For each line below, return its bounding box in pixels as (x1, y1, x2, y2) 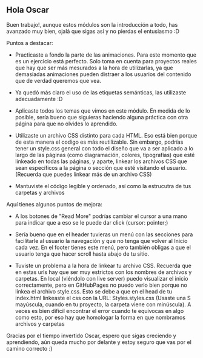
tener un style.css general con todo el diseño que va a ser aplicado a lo (15, 144, 194, 152)
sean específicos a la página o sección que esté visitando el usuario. (15, 164, 187, 171)
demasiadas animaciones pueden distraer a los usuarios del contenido (15, 70, 191, 78)
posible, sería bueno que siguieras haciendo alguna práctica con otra (15, 113, 188, 121)
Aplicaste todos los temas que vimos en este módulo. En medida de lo (15, 107, 190, 114)
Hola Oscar (6, 5, 50, 15)
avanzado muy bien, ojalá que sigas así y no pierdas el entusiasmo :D (6, 27, 180, 35)
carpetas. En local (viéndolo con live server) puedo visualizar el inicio (15, 275, 188, 282)
